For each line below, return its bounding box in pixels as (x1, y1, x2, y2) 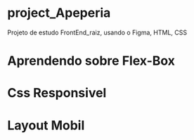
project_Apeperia (7, 5, 111, 21)
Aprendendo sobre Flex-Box (7, 53, 176, 69)
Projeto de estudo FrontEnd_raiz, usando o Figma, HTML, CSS (7, 28, 188, 37)
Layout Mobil (7, 117, 85, 133)
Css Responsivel (7, 85, 107, 101)
